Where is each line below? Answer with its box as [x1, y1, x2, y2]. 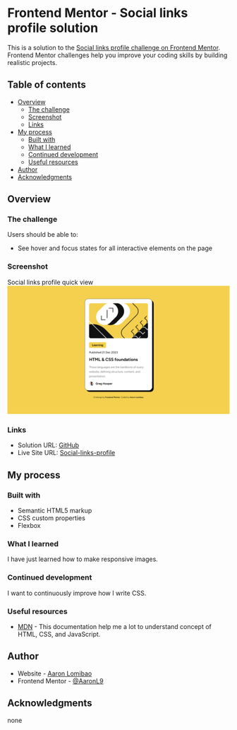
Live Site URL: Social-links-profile [17, 449, 116, 457]
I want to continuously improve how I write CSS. [7, 589, 147, 597]
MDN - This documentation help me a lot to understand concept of [17, 623, 212, 630]
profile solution [7, 20, 99, 36]
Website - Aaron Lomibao [17, 669, 92, 678]
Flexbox [17, 522, 41, 530]
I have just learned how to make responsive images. [7, 555, 159, 563]
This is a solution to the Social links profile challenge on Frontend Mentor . [7, 43, 221, 52]
